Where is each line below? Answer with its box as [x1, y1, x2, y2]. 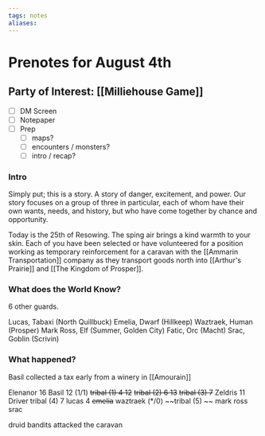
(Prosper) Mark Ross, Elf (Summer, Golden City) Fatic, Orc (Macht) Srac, [8, 325, 245, 335]
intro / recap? [31, 150, 76, 160]
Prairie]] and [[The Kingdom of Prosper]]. [8, 264, 144, 274]
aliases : [8, 19, 37, 27]
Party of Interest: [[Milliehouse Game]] [8, 85, 204, 99]
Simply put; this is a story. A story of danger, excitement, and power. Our [8, 189, 247, 199]
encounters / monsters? [31, 142, 110, 151]
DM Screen [19, 106, 57, 115]
